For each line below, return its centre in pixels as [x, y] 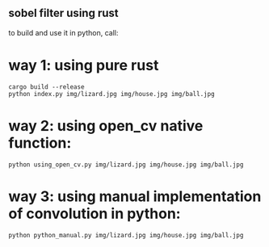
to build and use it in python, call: [63, 32]
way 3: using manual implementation [135, 196]
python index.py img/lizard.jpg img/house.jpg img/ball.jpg [112, 94]
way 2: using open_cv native [106, 126]
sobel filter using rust [63, 13]
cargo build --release [46, 87]
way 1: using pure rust [84, 65]
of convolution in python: [95, 214]
